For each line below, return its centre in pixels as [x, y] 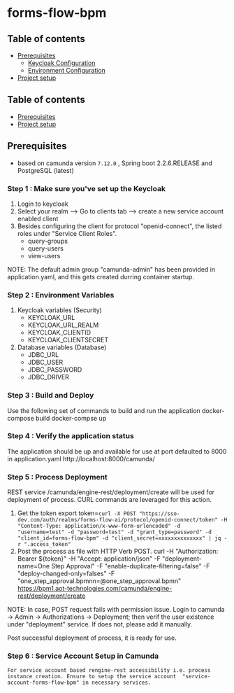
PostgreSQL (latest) [46, 170]
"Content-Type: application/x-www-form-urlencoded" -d [99, 526]
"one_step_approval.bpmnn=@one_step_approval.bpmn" [99, 581]
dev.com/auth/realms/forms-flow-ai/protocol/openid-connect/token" [117, 520]
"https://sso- [159, 514]
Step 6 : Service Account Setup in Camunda [83, 656]
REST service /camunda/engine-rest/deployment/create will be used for [111, 492]
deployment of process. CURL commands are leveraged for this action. [109, 500]
